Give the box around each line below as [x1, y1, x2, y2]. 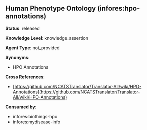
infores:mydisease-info [12, 119, 61, 125]
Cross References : [5, 74, 45, 80]
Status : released [5, 25, 40, 31]
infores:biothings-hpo [12, 113, 58, 119]
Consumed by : [5, 104, 37, 110]
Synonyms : [5, 54, 30, 60]
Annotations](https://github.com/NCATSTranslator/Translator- [12, 89, 140, 95]
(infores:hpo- [97, 4, 140, 13]
